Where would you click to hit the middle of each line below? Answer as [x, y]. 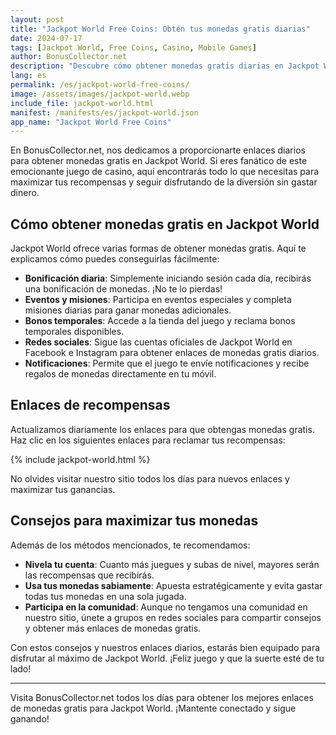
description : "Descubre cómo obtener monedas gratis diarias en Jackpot [165, 66]
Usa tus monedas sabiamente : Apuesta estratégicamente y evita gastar [173, 585]
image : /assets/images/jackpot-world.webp [100, 94]
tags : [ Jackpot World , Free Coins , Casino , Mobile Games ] [133, 47]
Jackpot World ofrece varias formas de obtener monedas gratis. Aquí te [158, 248]
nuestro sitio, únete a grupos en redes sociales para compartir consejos [173, 617]
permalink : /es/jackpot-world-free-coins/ [100, 85]
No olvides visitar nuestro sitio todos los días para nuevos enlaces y [150, 478]
